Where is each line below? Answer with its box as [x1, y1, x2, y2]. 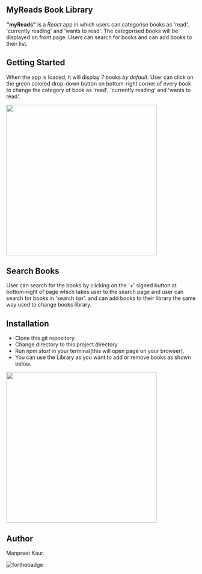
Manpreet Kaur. [6, 549, 45, 557]
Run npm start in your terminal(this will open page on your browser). [14, 348, 185, 355]
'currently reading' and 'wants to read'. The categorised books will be [6, 27, 179, 34]
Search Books [6, 266, 60, 276]
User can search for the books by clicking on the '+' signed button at [6, 282, 177, 289]
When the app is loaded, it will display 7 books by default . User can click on [6, 73, 194, 81]
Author [6, 533, 33, 544]
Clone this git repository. [14, 334, 76, 342]
